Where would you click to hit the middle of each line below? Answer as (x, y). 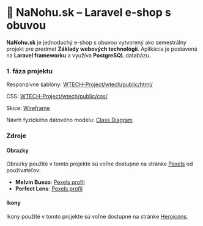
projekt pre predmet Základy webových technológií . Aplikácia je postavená (102, 49)
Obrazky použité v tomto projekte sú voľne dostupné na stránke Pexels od (100, 164)
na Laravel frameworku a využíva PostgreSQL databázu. (79, 55)
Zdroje (16, 136)
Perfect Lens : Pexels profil (49, 189)
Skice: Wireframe (28, 108)
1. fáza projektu (30, 71)
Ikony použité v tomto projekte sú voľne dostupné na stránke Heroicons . (97, 216)
